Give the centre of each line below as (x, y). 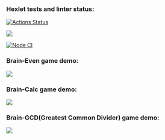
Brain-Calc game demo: (42, 89)
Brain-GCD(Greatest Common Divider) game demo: (83, 118)
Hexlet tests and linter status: (50, 9)
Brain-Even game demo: (42, 61)
